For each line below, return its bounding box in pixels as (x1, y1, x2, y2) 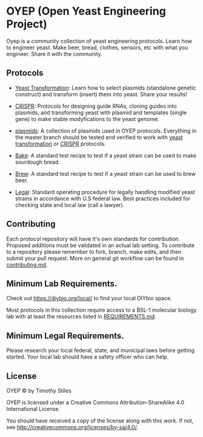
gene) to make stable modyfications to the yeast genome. (15, 115, 159, 122)
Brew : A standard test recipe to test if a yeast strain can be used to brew (15, 170, 196, 177)
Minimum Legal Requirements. (6, 330, 124, 341)
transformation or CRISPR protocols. (15, 140, 106, 147)
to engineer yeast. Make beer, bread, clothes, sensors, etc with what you (6, 44, 188, 51)
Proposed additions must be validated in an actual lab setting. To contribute (6, 242, 195, 249)
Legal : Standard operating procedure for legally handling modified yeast (15, 188, 195, 195)
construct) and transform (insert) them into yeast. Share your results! (15, 90, 188, 98)
